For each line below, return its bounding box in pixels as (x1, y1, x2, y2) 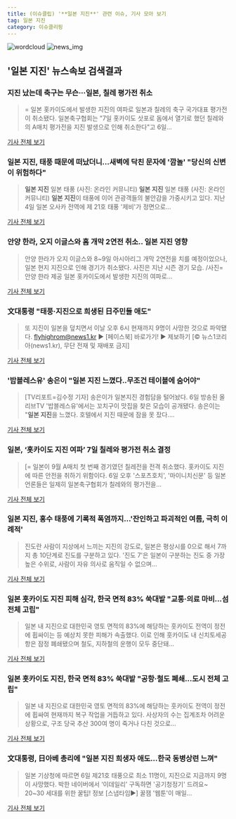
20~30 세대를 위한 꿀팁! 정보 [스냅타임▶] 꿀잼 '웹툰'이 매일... (24, 789, 192, 797)
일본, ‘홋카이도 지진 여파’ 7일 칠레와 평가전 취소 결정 (7, 445, 171, 455)
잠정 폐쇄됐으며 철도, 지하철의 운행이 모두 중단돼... (37, 639, 174, 648)
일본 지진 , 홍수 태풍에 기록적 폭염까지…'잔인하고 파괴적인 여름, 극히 (7, 514, 220, 524)
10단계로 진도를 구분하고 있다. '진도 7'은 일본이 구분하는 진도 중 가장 (39, 550, 225, 559)
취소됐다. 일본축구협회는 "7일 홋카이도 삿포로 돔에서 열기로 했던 (32, 114, 206, 123)
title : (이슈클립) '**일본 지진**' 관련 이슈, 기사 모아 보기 (7, 10, 166, 18)
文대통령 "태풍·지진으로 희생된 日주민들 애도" (7, 306, 152, 316)
